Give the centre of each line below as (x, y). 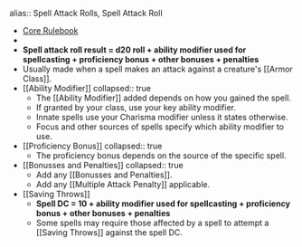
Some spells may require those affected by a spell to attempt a (152, 223)
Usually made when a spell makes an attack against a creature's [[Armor (158, 69)
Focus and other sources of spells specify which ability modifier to (160, 127)
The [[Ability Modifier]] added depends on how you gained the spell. (164, 98)
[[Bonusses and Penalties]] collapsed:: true (103, 165)
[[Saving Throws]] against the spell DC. (109, 233)
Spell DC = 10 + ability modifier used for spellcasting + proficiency (163, 204)
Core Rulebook (50, 30)
